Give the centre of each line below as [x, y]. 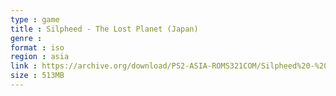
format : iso [37, 47]
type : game [35, 19]
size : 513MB [37, 76]
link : [24, 66]
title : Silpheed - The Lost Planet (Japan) [104, 29]
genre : [26, 38]
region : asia [40, 57]
